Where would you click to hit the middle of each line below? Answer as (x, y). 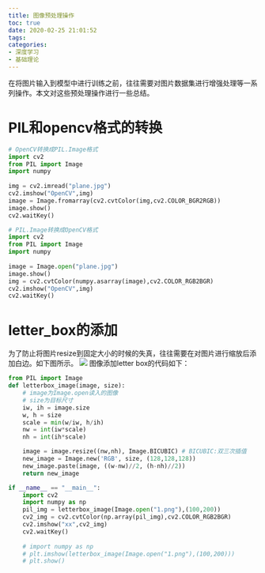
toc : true (25, 23)
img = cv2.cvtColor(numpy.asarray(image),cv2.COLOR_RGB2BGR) (111, 281)
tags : (17, 38)
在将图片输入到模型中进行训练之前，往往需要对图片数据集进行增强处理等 (126, 83)
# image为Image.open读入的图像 (70, 393)
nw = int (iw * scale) (55, 430)
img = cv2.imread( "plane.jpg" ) (60, 187)
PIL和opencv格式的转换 (85, 128)
